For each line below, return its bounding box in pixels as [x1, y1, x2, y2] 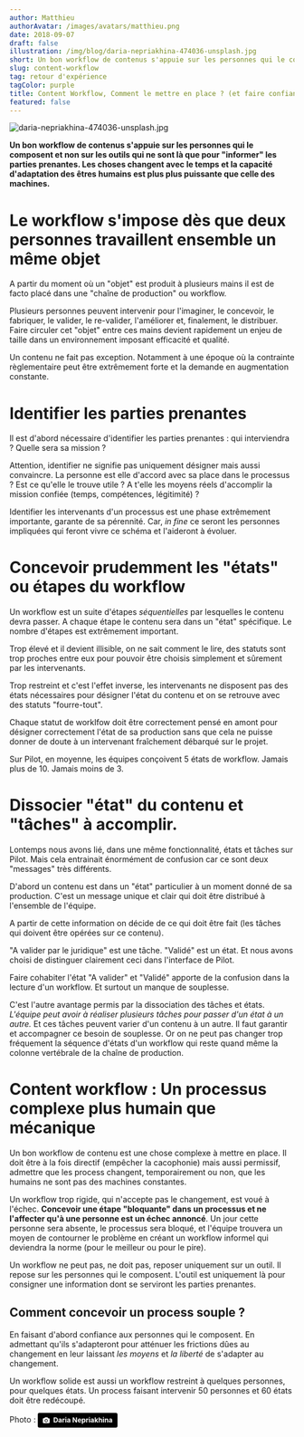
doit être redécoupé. [9, 1394, 86, 1405]
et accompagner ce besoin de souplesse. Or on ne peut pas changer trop [9, 1029, 283, 1039]
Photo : [9, 1413, 36, 1424]
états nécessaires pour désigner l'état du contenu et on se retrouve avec [9, 690, 280, 701]
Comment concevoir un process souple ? [9, 1305, 246, 1320]
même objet [9, 248, 101, 269]
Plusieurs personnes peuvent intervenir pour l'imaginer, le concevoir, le [9, 305, 274, 317]
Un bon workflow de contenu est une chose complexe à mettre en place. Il [9, 1147, 287, 1159]
